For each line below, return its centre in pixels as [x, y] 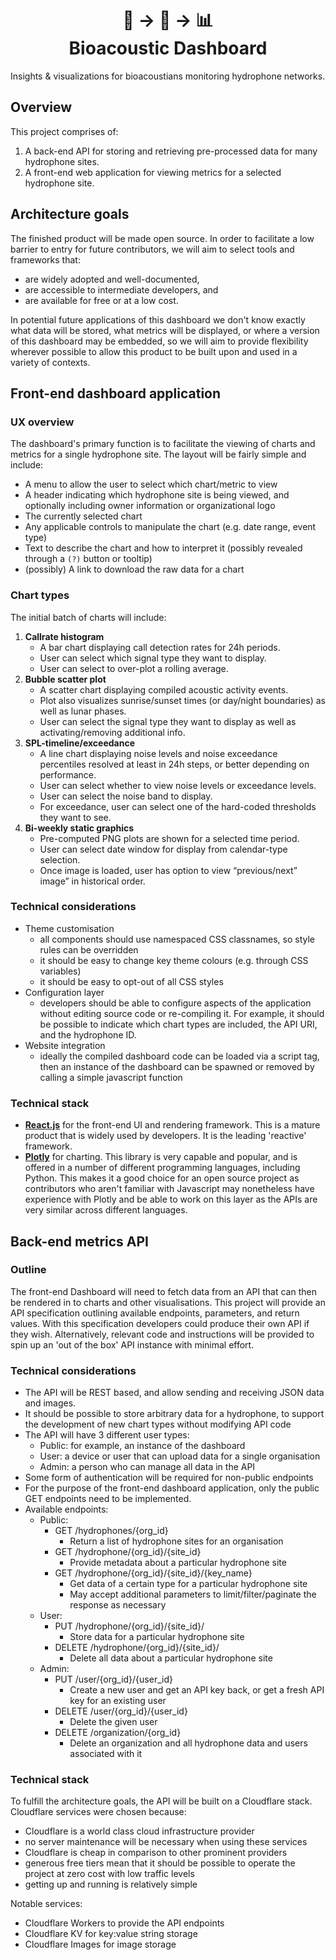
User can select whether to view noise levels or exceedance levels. [178, 785]
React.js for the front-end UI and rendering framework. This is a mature [172, 1125]
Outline [28, 1270]
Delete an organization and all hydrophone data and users [188, 1743]
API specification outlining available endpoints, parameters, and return [155, 1313]
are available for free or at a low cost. [101, 300]
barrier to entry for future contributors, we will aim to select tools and [152, 249]
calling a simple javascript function [111, 1077]
